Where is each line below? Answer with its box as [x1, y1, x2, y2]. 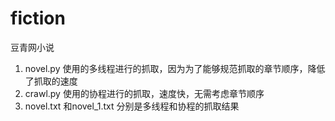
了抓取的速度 [24, 75, 78, 87]
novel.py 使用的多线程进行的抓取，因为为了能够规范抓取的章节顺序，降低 [24, 62, 326, 74]
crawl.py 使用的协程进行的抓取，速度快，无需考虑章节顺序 [24, 87, 265, 99]
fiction [10, 7, 66, 30]
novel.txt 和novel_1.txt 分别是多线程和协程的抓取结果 [24, 100, 240, 112]
